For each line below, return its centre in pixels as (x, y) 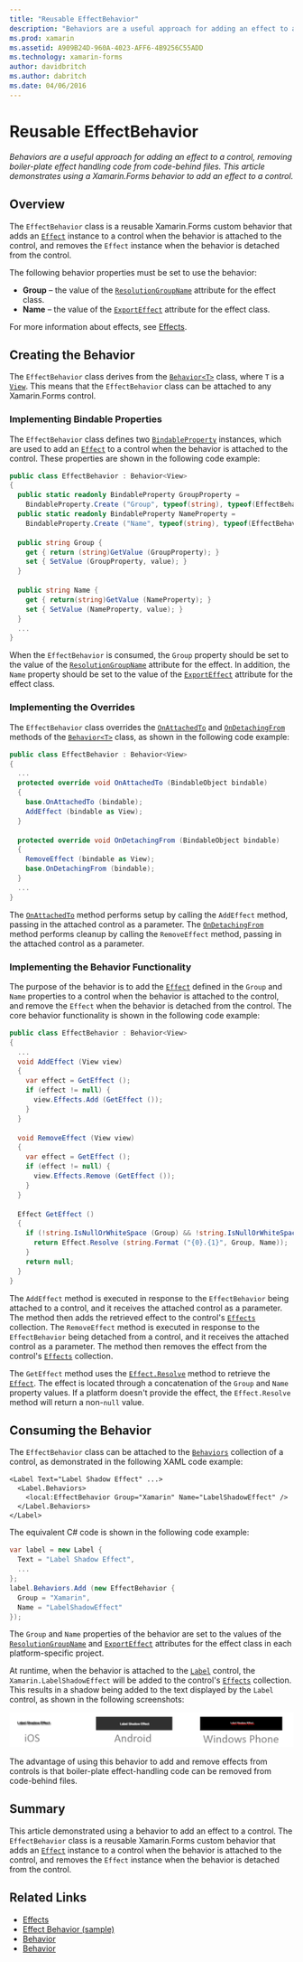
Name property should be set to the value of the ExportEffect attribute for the (151, 674)
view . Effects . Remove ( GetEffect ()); (104, 1176)
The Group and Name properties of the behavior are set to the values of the (146, 1634)
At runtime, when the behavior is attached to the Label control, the (132, 1671)
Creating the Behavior (72, 355)
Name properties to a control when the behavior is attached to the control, (144, 996)
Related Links (48, 1898)
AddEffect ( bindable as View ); (84, 812)
